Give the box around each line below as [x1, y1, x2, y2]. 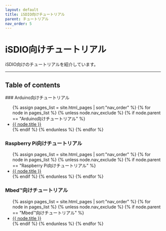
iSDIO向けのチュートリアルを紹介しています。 [5, 62, 98, 68]
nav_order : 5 [5, 21, 32, 26]
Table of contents [5, 80, 60, 89]
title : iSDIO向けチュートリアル [5, 12, 65, 17]
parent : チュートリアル [5, 16, 49, 21]
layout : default [5, 7, 39, 12]
